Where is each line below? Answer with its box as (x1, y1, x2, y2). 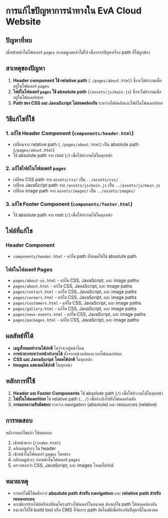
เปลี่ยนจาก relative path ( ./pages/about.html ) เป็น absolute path (13, 141, 139, 147)
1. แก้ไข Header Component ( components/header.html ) (6, 130, 134, 137)
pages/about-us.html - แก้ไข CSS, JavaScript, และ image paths (13, 277, 139, 283)
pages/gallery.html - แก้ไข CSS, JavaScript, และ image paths (13, 306, 137, 312)
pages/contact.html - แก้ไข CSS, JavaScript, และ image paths (13, 289, 137, 295)
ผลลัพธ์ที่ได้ (6, 331, 34, 340)
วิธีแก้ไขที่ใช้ (6, 115, 35, 123)
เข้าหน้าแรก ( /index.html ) (13, 439, 61, 446)
